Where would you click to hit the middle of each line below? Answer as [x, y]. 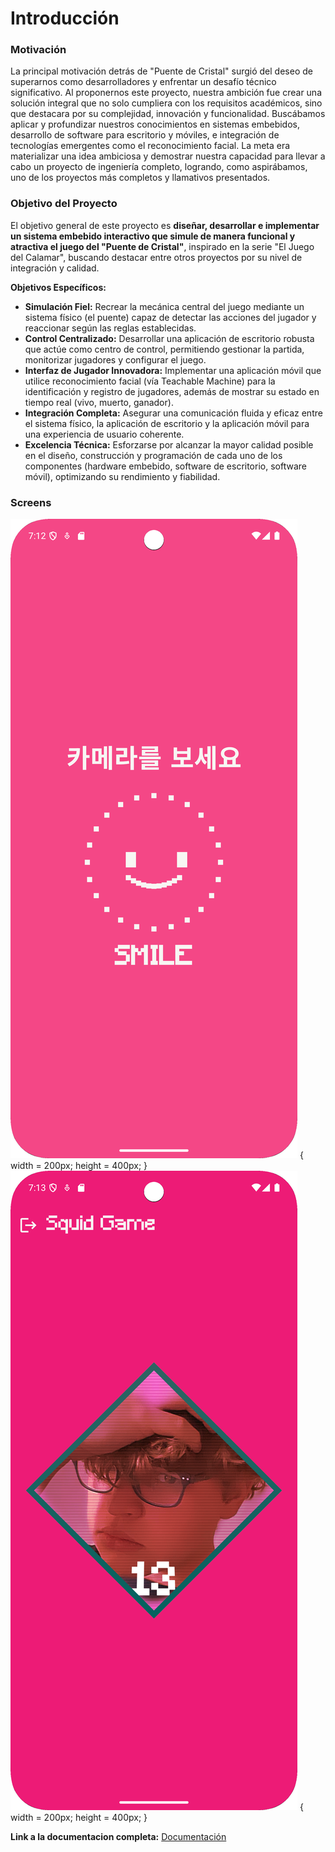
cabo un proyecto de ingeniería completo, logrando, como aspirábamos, [159, 167]
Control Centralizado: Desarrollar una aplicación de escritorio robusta [169, 338]
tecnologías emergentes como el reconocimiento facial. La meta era [150, 146]
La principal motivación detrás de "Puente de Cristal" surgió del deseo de [161, 71]
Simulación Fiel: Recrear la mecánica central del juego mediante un [164, 306]
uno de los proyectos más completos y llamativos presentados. [140, 178]
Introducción [65, 18]
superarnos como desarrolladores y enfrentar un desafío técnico [143, 82]
